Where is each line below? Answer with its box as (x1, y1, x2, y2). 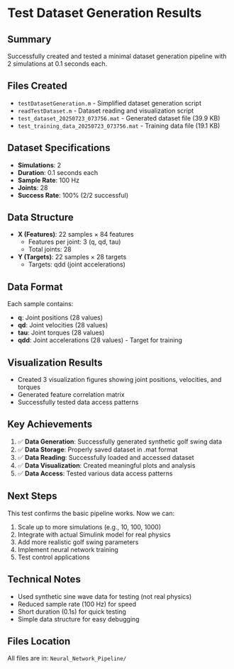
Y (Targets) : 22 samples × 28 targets (17, 253, 127, 262)
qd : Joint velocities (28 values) (17, 321, 108, 330)
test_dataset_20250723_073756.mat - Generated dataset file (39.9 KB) (17, 113, 221, 122)
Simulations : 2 (17, 161, 62, 169)
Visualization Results (7, 356, 103, 369)
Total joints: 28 (28, 245, 72, 254)
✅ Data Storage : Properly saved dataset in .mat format (17, 445, 178, 454)
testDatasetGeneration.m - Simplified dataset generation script (17, 99, 202, 107)
